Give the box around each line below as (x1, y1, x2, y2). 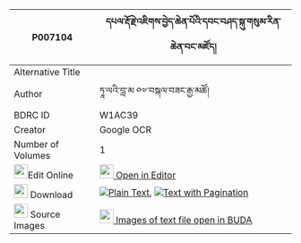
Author (13, 87, 43, 100)
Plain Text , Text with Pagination (107, 186, 249, 198)
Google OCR (99, 124, 152, 135)
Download (30, 188, 73, 201)
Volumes (13, 150, 51, 161)
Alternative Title (13, 66, 81, 78)
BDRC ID (13, 109, 51, 121)
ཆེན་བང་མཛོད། (169, 40, 217, 53)
